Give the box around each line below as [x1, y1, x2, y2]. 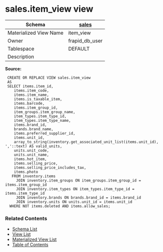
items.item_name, [14, 92, 49, 97]
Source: [5, 66, 22, 71]
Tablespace [7, 45, 34, 52]
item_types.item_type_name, [14, 118, 71, 123]
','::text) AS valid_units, [5, 143, 63, 149]
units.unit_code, [14, 148, 49, 153]
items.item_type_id [5, 191, 45, 196]
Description [7, 53, 34, 60]
